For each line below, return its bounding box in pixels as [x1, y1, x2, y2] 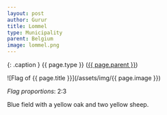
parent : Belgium [7, 36, 53, 42]
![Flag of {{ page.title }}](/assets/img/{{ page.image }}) [7, 74, 161, 82]
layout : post [7, 10, 44, 17]
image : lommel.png [7, 42, 60, 49]
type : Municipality [7, 29, 63, 36]
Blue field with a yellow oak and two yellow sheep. [7, 101, 149, 108]
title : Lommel [7, 23, 48, 29]
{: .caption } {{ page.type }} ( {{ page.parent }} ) [7, 61, 138, 68]
